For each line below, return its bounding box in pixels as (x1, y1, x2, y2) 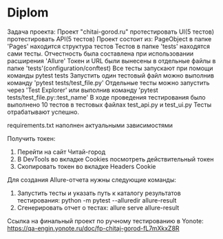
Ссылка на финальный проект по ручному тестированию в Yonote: (7, 216, 204, 225)
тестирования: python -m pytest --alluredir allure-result (17, 196, 177, 204)
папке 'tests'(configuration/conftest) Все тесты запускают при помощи (7, 64, 213, 72)
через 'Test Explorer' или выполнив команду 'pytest (7, 86, 158, 94)
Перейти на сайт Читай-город (17, 148, 106, 156)
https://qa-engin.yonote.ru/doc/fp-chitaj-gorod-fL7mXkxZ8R (7, 224, 180, 232)
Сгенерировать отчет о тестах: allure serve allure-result (17, 203, 180, 212)
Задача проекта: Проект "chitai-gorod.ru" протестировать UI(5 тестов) (7, 27, 215, 36)
